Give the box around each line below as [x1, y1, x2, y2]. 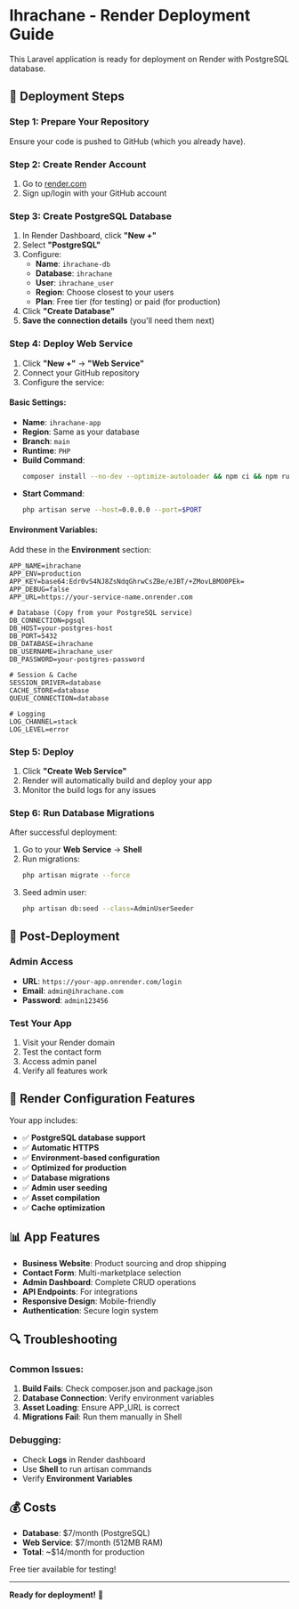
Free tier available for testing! [9, 1564, 117, 1575]
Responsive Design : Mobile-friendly [21, 1296, 157, 1306]
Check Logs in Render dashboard [21, 1454, 146, 1465]
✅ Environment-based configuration [21, 1152, 160, 1162]
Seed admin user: [21, 887, 87, 898]
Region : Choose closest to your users [35, 287, 174, 298]
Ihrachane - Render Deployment [9, 5, 251, 26]
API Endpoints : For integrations [21, 1286, 138, 1297]
